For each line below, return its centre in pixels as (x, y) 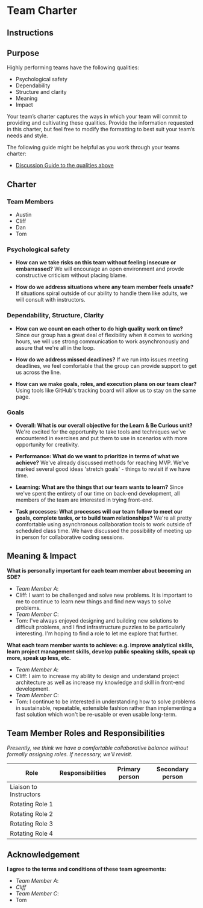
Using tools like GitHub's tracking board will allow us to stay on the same (106, 390)
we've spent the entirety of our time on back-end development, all (98, 493)
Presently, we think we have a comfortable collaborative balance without (98, 748)
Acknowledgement (43, 855)
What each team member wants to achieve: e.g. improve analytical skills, (100, 645)
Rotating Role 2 (32, 813)
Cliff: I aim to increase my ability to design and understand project (97, 676)
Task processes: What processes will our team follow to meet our (99, 511)
